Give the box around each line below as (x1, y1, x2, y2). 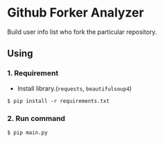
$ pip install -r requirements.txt (7, 97, 110, 104)
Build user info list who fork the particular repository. (7, 28, 157, 36)
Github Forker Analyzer (7, 5, 144, 21)
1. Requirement (7, 68, 59, 78)
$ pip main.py (7, 129, 48, 136)
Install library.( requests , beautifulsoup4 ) (17, 84, 132, 93)
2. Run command (7, 113, 66, 123)
